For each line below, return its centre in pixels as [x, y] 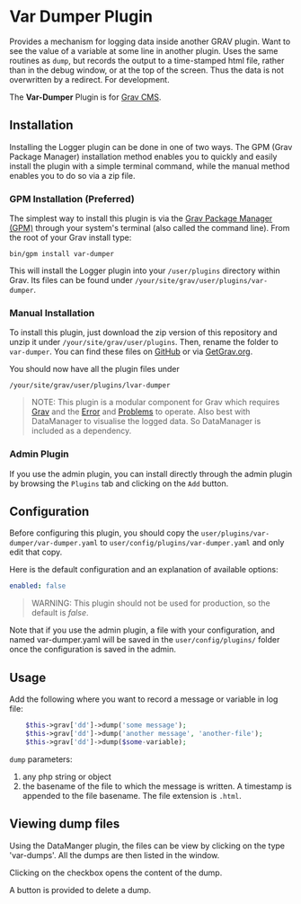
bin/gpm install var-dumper [62, 254]
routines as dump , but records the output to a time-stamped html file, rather [147, 60]
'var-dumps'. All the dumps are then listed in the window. [115, 855]
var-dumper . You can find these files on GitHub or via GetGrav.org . [131, 351]
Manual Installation [52, 313]
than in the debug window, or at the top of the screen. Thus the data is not [147, 70]
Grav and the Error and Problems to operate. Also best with [141, 412]
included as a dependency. [81, 431]
